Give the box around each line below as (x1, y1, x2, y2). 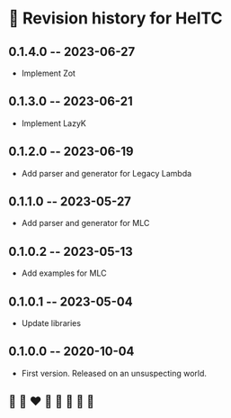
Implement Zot (21, 68, 76, 78)
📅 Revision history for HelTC (8, 8, 223, 29)
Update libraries (21, 318, 82, 329)
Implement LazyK (21, 117, 87, 129)
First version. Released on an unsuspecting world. (21, 368, 208, 378)
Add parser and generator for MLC (21, 218, 150, 229)
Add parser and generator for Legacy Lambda (21, 168, 192, 178)
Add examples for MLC (21, 268, 107, 278)
